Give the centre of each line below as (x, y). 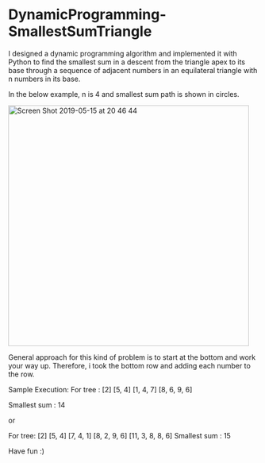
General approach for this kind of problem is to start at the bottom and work (132, 357)
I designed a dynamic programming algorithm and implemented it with (123, 53)
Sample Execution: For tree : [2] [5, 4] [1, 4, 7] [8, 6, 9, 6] (100, 389)
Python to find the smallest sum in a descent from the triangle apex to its (127, 62)
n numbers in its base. (44, 79)
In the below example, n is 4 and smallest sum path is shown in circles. (124, 94)
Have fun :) (27, 451)
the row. (21, 374)
